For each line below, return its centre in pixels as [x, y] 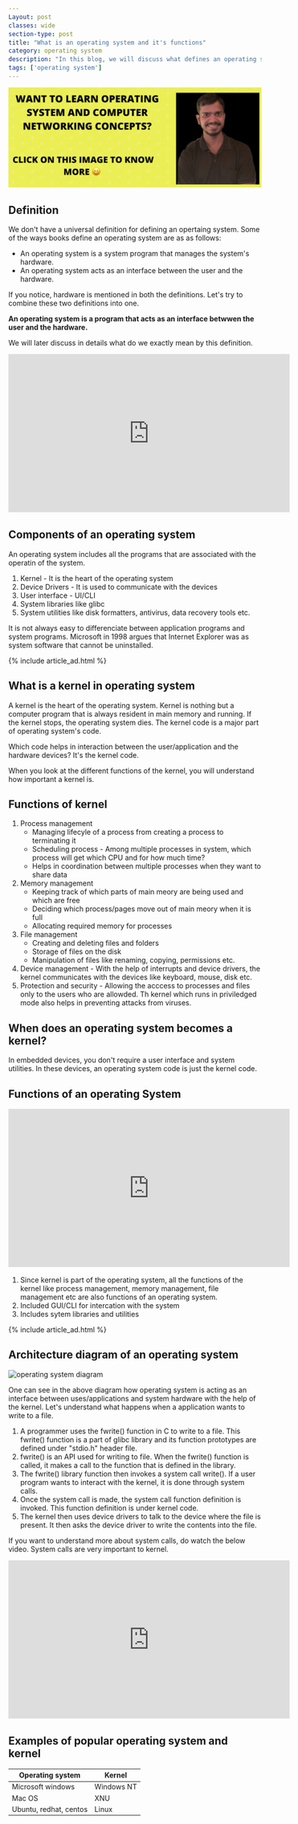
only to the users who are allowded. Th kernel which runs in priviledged [138, 994]
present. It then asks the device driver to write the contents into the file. [138, 1525]
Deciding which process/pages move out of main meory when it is [141, 909]
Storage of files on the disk [77, 951]
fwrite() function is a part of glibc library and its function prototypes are [138, 1439]
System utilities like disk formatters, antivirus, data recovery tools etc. [135, 612]
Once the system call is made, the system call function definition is [131, 1499]
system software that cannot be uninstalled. [81, 645]
